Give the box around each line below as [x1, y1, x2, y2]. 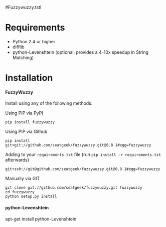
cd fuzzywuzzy [5, 190, 35, 195]
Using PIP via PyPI [5, 110, 44, 116]
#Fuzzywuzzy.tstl [5, 5, 42, 10]
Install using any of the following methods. [5, 100, 93, 106]
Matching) [12, 54, 34, 60]
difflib [12, 44, 25, 50]
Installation [5, 72, 53, 84]
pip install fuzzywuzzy [5, 120, 55, 125]
